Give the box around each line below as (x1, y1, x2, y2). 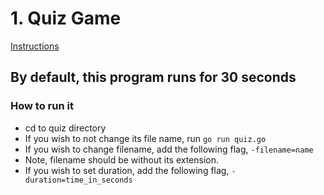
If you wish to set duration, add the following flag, (24, 164, 230, 176)
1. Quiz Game (10, 7, 122, 30)
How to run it (10, 99, 74, 113)
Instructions (10, 40, 60, 52)
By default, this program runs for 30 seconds (10, 69, 297, 86)
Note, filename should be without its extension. (24, 153, 220, 166)
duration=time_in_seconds (24, 175, 133, 185)
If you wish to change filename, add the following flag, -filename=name (24, 143, 314, 155)
